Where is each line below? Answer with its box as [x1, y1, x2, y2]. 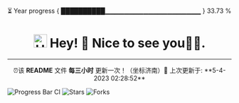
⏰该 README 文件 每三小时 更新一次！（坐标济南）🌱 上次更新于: [13, 66, 203, 74]
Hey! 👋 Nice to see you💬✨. [49, 35, 206, 51]
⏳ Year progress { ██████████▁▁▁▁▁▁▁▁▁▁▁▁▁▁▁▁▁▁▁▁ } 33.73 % [7, 6, 232, 15]
